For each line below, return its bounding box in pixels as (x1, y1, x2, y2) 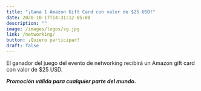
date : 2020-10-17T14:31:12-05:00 (6, 15, 91, 21)
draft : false (6, 43, 39, 49)
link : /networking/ (6, 32, 56, 38)
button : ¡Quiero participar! (6, 37, 80, 43)
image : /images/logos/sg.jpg (6, 25, 80, 32)
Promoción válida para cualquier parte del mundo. (6, 77, 136, 85)
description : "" (6, 20, 47, 26)
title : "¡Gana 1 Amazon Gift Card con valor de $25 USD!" (6, 8, 156, 15)
